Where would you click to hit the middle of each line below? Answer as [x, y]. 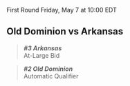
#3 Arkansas [43, 48]
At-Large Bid [41, 55]
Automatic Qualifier [51, 76]
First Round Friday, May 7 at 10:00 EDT [62, 10]
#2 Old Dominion [48, 69]
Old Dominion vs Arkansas [65, 31]
